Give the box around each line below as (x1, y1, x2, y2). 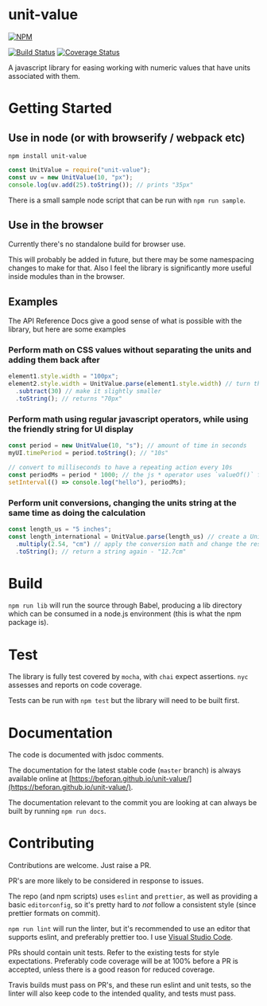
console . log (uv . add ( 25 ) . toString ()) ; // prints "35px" (8, 181, 194, 189)
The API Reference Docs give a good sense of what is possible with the (8, 316, 242, 326)
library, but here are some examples (8, 324, 126, 334)
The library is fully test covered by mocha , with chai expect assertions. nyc (8, 672, 249, 682)
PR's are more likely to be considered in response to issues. (8, 876, 204, 886)
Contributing (8, 835, 95, 852)
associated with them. (8, 71, 81, 81)
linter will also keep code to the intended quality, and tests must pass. (8, 988, 237, 998)
